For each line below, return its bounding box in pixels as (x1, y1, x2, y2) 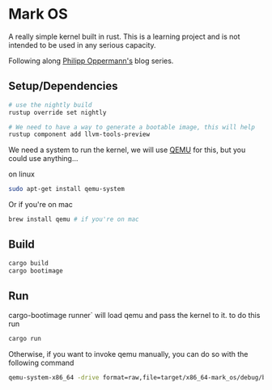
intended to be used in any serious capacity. (8, 40, 156, 49)
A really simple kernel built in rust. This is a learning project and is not (8, 32, 240, 41)
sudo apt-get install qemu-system (8, 185, 125, 193)
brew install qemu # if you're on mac (8, 215, 139, 223)
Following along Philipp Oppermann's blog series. (8, 56, 174, 66)
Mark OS (8, 5, 68, 23)
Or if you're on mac (8, 200, 73, 210)
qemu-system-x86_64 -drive (8, 374, 100, 382)
